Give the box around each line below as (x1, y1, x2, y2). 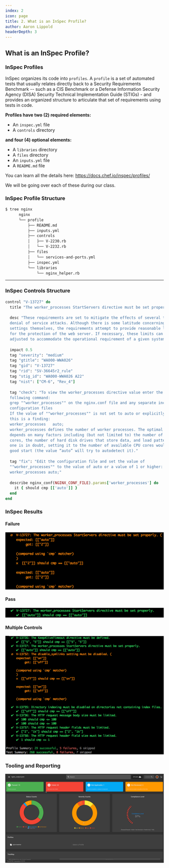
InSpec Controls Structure (5, 287, 70, 295)
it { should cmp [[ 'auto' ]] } (14, 486, 78, 491)
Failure (5, 520, 20, 527)
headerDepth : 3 (5, 29, 37, 35)
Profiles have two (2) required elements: (5, 111, 92, 118)
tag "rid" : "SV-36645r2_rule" (10, 369, 73, 374)
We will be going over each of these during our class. (5, 182, 116, 188)
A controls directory (12, 127, 55, 133)
